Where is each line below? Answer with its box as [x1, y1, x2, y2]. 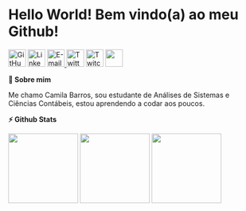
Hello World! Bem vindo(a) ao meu [8, 6, 239, 24]
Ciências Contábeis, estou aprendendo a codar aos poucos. [8, 98, 205, 108]
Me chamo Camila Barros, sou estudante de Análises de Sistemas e [8, 90, 230, 100]
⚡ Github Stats [8, 114, 57, 124]
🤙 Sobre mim [8, 74, 52, 84]
